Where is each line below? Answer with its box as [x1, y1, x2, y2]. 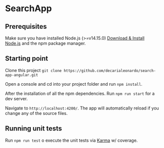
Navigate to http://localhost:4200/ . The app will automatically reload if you [5, 105, 159, 111]
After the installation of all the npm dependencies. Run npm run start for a [5, 91, 155, 96]
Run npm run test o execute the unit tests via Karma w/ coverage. [5, 137, 138, 143]
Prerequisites [5, 22, 47, 31]
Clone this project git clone [5, 67, 62, 73]
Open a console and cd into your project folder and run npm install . [5, 81, 143, 87]
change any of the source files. [5, 110, 68, 116]
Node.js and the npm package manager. [5, 40, 86, 46]
